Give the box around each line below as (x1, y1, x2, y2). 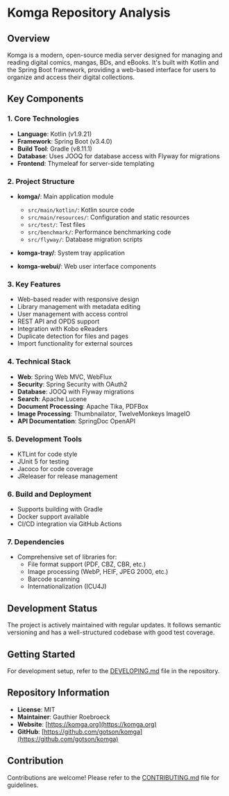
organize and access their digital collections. (7, 73, 135, 81)
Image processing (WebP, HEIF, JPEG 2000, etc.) (27, 568, 169, 576)
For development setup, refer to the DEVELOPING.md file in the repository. (7, 667, 220, 675)
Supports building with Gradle (17, 505, 103, 514)
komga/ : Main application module (17, 192, 114, 201)
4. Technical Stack (7, 357, 71, 366)
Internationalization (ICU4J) (27, 582, 107, 591)
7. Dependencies (7, 537, 65, 547)
